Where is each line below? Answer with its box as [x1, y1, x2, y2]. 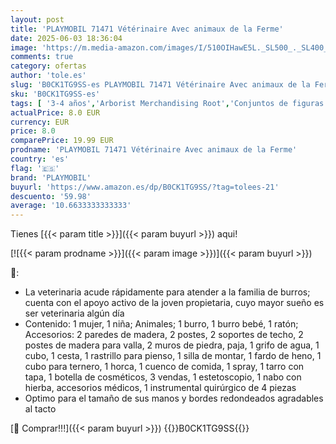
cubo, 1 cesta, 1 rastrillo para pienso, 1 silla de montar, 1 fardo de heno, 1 [24, 350, 322, 362]
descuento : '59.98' [10, 191, 92, 201]
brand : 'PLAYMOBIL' [10, 172, 92, 183]
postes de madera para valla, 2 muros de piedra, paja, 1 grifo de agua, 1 [24, 339, 320, 351]
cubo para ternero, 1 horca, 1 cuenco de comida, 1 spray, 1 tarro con [24, 361, 305, 373]
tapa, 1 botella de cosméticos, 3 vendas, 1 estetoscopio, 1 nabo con [24, 371, 302, 383]
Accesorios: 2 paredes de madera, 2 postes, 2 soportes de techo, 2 [24, 329, 304, 341]
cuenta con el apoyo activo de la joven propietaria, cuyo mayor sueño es [24, 297, 325, 309]
